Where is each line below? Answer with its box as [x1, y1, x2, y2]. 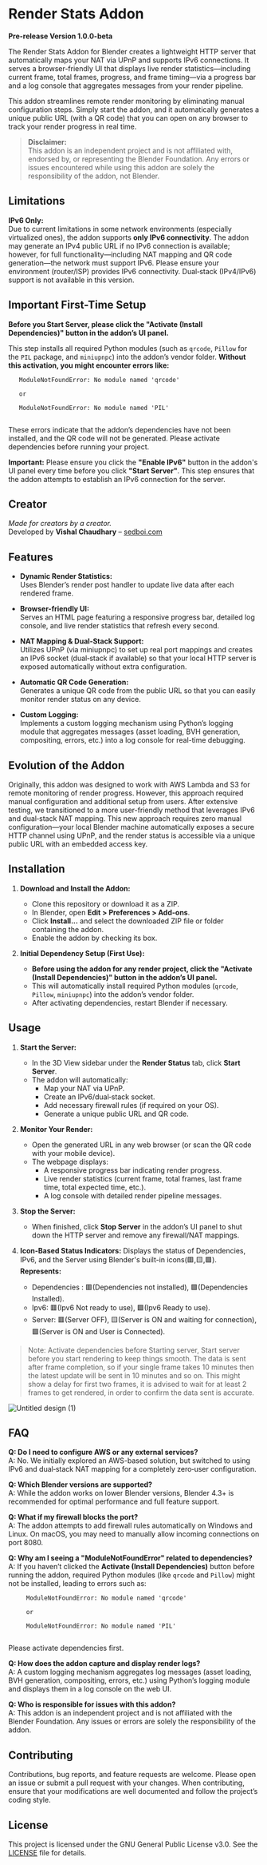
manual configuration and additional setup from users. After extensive [8, 797, 238, 806]
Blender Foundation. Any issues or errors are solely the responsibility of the [8, 1716, 257, 1727]
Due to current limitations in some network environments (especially [8, 224, 233, 233]
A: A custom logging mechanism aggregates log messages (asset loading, [8, 1668, 253, 1677]
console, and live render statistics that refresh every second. [19, 621, 220, 631]
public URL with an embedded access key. [8, 839, 148, 848]
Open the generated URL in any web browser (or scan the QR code [31, 1140, 252, 1150]
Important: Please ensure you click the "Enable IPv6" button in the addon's [8, 457, 258, 467]
